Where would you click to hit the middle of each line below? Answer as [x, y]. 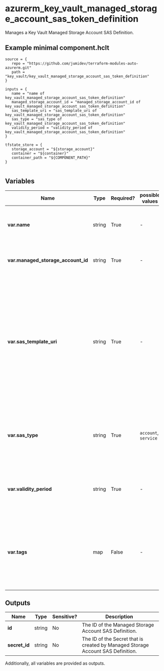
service [149, 438]
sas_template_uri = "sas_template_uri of [54, 111]
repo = [18, 63]
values [150, 201]
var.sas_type [23, 435]
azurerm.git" [18, 68]
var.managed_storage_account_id [48, 260]
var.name [19, 225]
